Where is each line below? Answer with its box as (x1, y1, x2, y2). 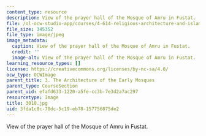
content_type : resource (6, 9, 67, 15)
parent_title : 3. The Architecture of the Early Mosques (6, 77, 155, 83)
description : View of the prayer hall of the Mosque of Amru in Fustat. (6, 15, 196, 21)
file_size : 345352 (6, 26, 53, 32)
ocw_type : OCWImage (6, 72, 56, 78)
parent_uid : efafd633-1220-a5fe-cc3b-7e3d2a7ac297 (6, 89, 139, 95)
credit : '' (12, 49, 40, 55)
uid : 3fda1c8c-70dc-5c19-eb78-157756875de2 (6, 105, 120, 112)
